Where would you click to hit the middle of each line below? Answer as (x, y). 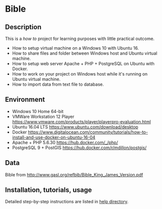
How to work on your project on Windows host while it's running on (80, 74)
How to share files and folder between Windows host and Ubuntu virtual (85, 53)
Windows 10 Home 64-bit (38, 111)
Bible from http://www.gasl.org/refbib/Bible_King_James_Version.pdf (74, 174)
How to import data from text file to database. (58, 84)
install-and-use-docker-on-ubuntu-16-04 (54, 137)
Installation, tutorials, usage (49, 190)
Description (23, 27)
